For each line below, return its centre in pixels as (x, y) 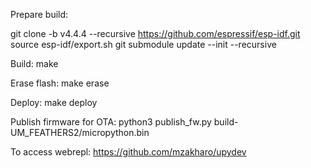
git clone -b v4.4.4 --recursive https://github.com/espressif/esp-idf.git (155, 33)
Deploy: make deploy (54, 102)
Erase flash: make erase (60, 83)
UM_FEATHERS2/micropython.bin (80, 132)
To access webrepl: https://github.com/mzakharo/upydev (128, 152)
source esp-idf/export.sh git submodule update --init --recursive (143, 44)
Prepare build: (39, 14)
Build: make (34, 63)
